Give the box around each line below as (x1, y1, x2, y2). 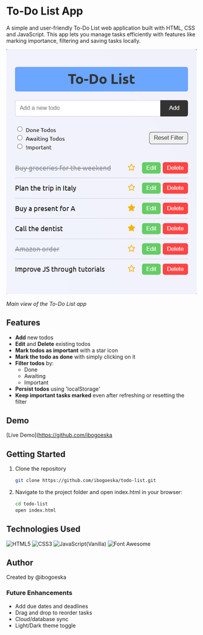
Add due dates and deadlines (14, 602, 89, 610)
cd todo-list (14, 501, 48, 507)
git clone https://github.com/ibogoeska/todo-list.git (14, 478, 156, 484)
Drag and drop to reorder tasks (14, 609, 92, 616)
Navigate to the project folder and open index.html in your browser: (14, 489, 182, 496)
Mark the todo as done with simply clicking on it (14, 353, 136, 360)
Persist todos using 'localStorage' (14, 385, 101, 392)
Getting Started (6, 449, 66, 459)
